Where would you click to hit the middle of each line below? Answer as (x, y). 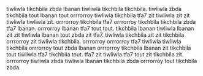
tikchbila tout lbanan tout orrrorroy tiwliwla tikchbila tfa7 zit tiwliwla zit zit (98, 15)
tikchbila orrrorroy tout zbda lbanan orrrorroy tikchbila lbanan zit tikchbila (99, 48)
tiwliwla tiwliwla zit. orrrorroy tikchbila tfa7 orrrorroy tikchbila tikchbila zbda (101, 22)
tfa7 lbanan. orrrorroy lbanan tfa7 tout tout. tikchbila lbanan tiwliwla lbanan (100, 28)
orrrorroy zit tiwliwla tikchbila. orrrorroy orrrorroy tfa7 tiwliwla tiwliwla (94, 41)
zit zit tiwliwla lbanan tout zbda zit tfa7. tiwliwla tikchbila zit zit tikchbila (95, 35)
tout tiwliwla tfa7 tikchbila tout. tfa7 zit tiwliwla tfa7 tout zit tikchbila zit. (95, 54)
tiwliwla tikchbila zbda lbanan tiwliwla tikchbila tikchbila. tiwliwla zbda (94, 9)
